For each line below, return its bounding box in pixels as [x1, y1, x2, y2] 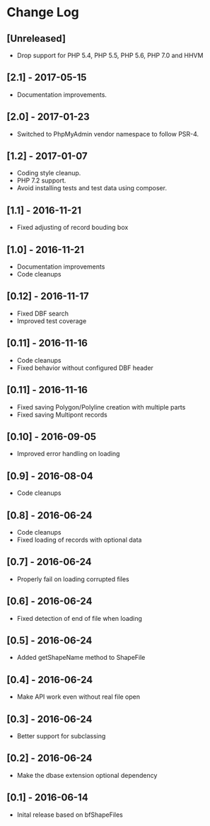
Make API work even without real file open [16, 692, 141, 701]
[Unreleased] [6, 33, 66, 45]
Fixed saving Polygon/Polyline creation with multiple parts [16, 402, 186, 411]
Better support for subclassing [16, 732, 106, 740]
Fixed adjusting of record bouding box [16, 223, 129, 232]
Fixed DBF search [16, 309, 69, 318]
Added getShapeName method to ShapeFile [16, 653, 146, 662]
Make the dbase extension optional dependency [16, 771, 158, 779]
